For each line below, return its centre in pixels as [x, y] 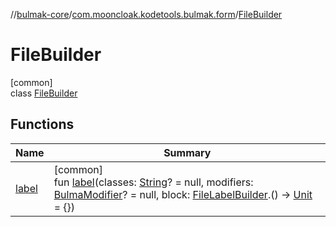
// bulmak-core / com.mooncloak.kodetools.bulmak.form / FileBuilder [146, 14]
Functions [42, 124]
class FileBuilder [44, 93]
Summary [187, 152]
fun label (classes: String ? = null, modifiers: [153, 182]
